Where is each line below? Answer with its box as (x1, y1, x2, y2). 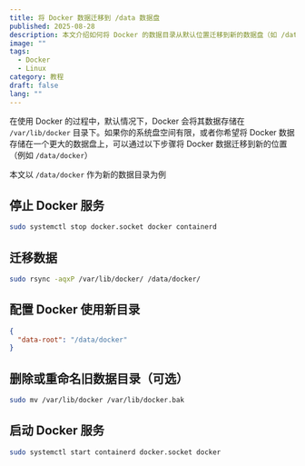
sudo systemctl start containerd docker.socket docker (9, 447, 221, 457)
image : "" (9, 38, 47, 48)
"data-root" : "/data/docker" (17, 335, 128, 344)
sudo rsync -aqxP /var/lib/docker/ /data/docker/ (9, 274, 202, 283)
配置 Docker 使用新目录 (9, 302, 141, 318)
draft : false (9, 81, 59, 90)
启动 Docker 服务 (9, 423, 105, 439)
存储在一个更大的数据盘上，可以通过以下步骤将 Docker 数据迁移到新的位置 (9, 138, 288, 149)
